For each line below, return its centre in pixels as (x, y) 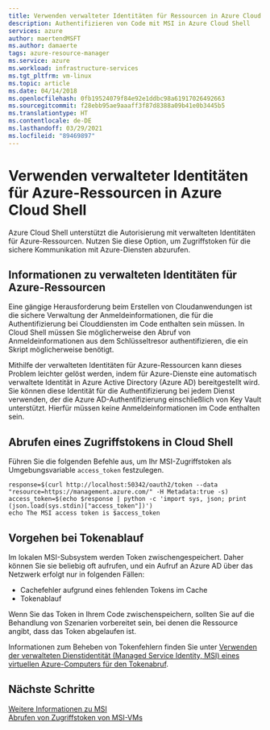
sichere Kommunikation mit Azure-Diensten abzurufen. (100, 249)
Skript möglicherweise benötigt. (61, 350)
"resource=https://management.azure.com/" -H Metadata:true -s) (118, 492)
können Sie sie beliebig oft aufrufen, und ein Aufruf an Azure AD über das (131, 566)
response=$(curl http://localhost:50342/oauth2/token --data (113, 485)
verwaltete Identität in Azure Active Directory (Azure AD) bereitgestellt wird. (134, 382)
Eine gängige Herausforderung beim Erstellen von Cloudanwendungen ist (130, 307)
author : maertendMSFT (45, 38)
